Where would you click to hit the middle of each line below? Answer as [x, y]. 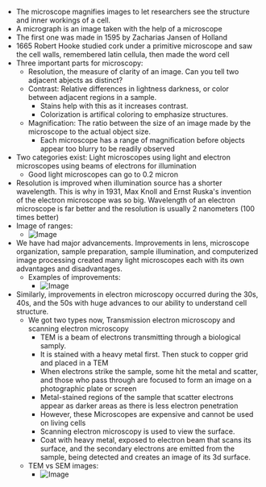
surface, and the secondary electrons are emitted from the [137, 448]
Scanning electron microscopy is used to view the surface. [137, 431]
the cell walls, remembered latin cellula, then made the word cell [123, 54]
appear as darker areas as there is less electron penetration [139, 406]
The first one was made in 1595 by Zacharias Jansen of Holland [122, 37]
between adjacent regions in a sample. [92, 97]
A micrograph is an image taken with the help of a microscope [119, 29]
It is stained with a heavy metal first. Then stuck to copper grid [144, 354]
